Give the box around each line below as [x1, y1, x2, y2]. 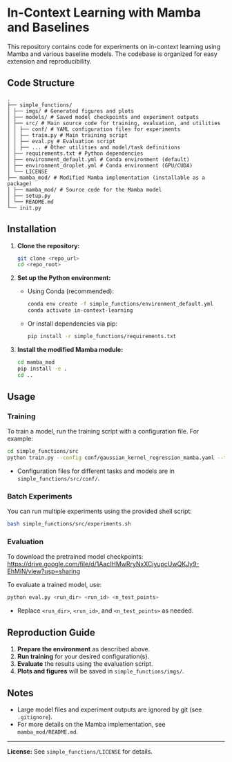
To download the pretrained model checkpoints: [7, 552, 144, 561]
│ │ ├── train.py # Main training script [7, 131, 128, 139]
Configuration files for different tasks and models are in [17, 467, 175, 475]
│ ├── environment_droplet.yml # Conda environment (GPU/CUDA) [7, 162, 193, 169]
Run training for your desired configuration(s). [17, 652, 150, 661]
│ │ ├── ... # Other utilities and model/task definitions [7, 144, 181, 151]
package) [7, 180, 32, 187]
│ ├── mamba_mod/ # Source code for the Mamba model [7, 186, 162, 193]
